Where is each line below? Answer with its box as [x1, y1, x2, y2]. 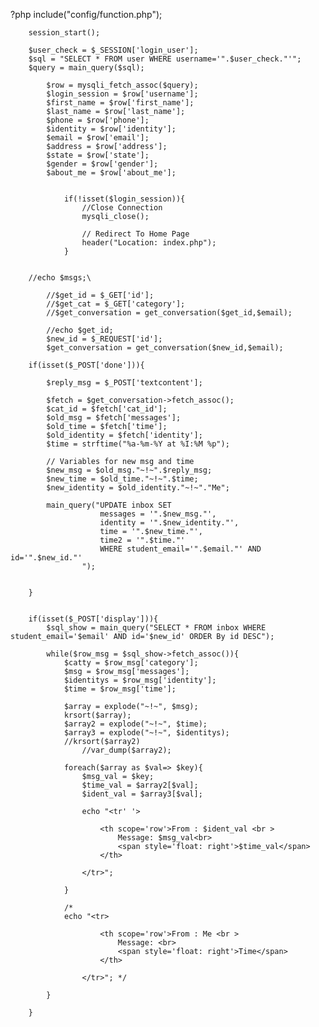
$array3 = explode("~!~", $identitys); [63, 728, 230, 738]
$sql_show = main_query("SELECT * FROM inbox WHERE [46, 623, 267, 633]
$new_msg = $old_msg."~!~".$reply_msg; [46, 465, 213, 475]
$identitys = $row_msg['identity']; [63, 675, 217, 685]
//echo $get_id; [46, 325, 114, 335]
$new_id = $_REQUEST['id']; [46, 334, 163, 344]
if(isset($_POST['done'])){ [28, 360, 145, 370]
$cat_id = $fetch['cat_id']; [46, 404, 168, 414]
